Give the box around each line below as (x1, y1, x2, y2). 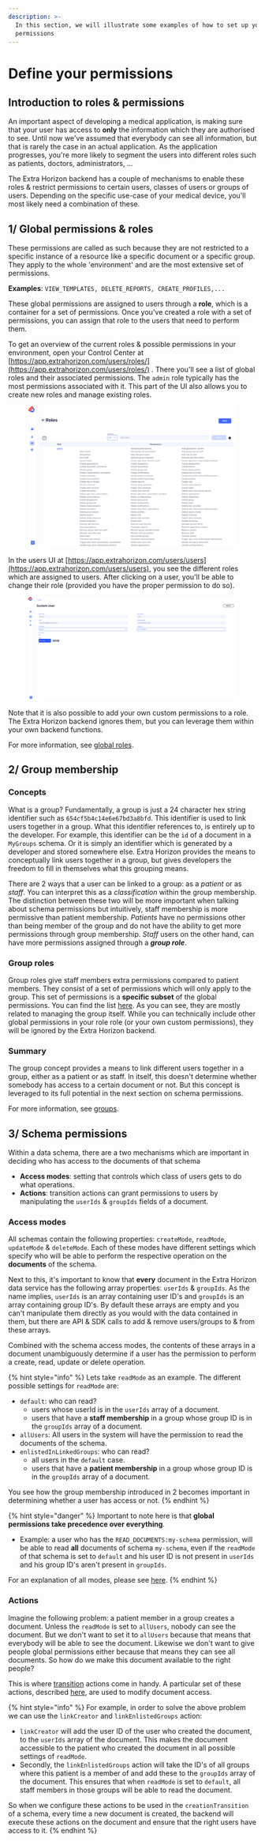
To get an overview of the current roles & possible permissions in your (8, 340, 237, 349)
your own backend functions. (8, 725, 103, 734)
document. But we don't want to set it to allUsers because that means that (8, 1629, 251, 1640)
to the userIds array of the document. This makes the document (19, 1734, 229, 1744)
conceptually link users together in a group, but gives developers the (8, 855, 232, 865)
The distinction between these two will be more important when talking (8, 896, 239, 905)
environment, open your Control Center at (8, 348, 144, 357)
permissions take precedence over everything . (8, 1519, 166, 1529)
